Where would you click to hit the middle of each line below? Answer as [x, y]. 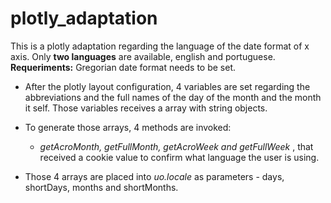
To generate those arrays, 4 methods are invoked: [128, 127]
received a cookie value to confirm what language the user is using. [179, 157]
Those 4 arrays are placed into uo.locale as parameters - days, [154, 176]
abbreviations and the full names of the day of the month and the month [173, 97]
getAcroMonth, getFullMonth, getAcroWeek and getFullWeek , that [176, 146]
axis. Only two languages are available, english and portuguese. [143, 56]
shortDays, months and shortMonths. [101, 187]
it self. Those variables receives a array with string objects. [146, 108]
